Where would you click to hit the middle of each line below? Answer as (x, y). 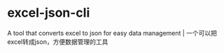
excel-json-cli (49, 13)
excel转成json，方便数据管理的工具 (58, 41)
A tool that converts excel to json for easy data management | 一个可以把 (112, 33)
